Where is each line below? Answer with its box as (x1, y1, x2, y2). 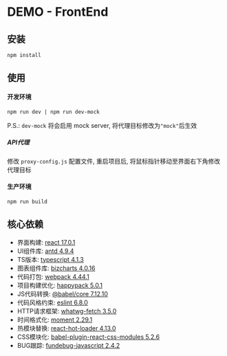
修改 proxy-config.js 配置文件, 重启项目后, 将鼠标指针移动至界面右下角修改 (7, 157, 221, 165)
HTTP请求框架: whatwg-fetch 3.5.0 (17, 307, 117, 315)
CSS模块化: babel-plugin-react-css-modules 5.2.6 (17, 333, 160, 341)
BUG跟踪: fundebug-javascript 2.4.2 (17, 341, 120, 349)
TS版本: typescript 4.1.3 (17, 255, 84, 263)
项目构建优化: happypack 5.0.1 (17, 281, 103, 289)
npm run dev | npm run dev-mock (7, 108, 100, 115)
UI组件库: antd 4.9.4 (17, 247, 74, 255)
